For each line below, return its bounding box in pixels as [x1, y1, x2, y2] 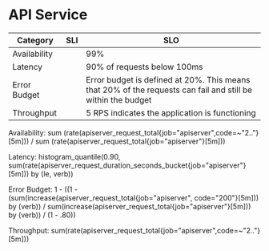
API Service [8, 6, 88, 24]
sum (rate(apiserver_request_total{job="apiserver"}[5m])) [34, 136, 226, 146]
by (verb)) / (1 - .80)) [8, 210, 76, 220]
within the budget [86, 94, 152, 105]
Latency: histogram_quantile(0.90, [8, 152, 121, 161]
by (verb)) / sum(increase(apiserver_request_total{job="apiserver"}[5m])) [8, 201, 251, 211]
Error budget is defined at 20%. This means [86, 74, 251, 85]
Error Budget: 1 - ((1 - [8, 184, 78, 194]
